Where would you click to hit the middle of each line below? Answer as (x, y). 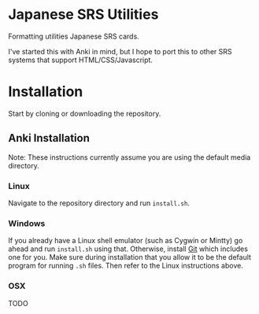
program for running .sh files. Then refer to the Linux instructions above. (126, 266)
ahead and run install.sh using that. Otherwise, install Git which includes (128, 249)
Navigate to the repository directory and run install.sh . (99, 203)
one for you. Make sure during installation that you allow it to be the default (130, 257)
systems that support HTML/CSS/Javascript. (81, 60)
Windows (27, 223)
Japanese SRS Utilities (83, 15)
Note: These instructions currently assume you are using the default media (129, 157)
